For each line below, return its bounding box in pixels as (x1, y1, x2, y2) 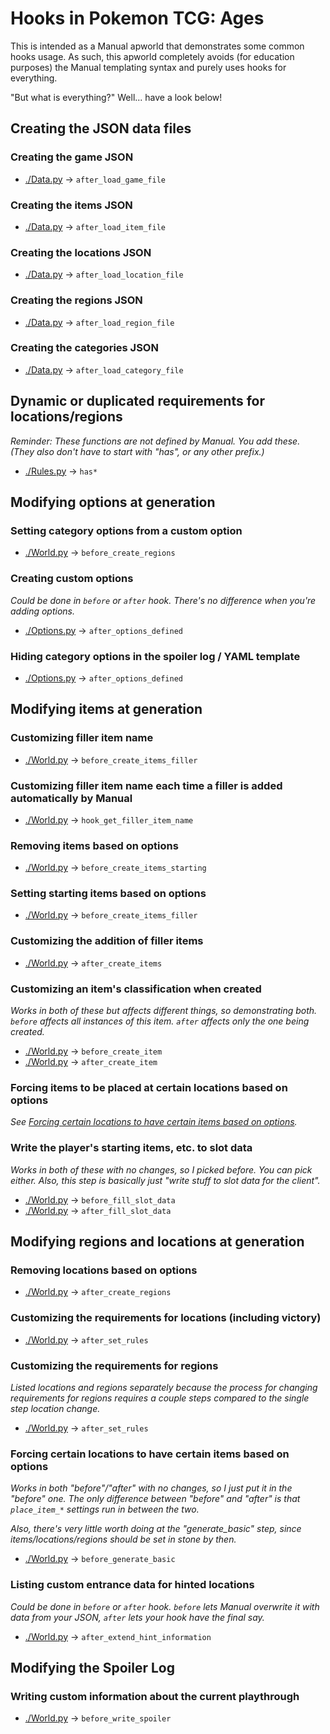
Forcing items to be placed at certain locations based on (10, 1081, 288, 1094)
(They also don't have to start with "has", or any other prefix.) (10, 445, 265, 457)
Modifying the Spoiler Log (10, 1659, 175, 1676)
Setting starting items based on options (10, 887, 207, 901)
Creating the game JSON (10, 150, 134, 164)
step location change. (10, 1402, 101, 1414)
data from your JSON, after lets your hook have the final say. (10, 1611, 265, 1623)
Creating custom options (10, 572, 134, 586)
